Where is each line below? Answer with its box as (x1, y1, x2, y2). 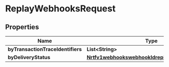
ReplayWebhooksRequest (5, 3, 116, 14)
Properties (5, 23, 39, 31)
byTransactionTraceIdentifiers (8, 46, 82, 53)
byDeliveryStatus (8, 54, 50, 61)
